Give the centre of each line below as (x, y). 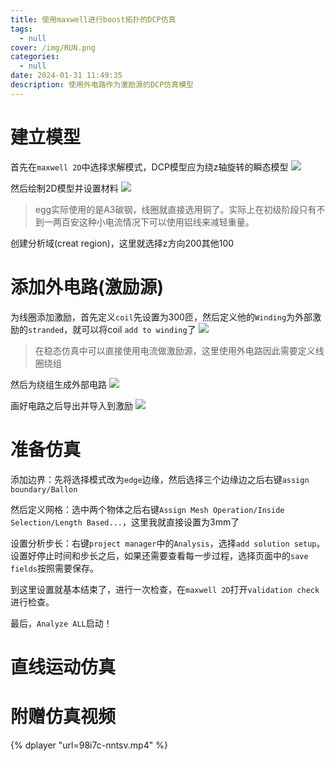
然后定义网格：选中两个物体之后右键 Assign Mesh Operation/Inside (147, 509)
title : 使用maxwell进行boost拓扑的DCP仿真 (93, 19)
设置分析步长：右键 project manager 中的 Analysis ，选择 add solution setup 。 (168, 543)
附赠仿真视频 (63, 716)
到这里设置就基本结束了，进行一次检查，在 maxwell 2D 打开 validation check (165, 589)
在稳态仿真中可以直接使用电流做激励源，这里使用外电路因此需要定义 (175, 350)
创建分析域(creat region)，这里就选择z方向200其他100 (122, 243)
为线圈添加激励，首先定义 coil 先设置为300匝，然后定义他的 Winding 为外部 (161, 317)
